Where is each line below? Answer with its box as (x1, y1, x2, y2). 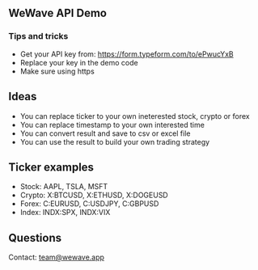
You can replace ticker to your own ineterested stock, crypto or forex (19, 111, 250, 120)
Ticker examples (8, 160, 95, 174)
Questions (8, 230, 62, 245)
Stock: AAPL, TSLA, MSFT (19, 182, 108, 192)
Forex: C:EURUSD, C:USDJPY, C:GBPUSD (19, 199, 159, 209)
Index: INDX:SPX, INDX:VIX (19, 208, 111, 217)
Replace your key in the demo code (19, 57, 139, 67)
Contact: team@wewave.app (8, 252, 105, 262)
